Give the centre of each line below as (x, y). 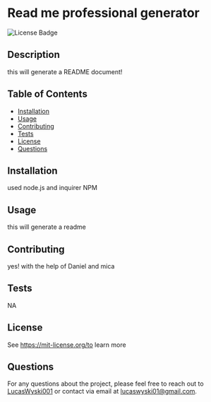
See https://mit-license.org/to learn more (67, 345)
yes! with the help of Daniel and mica (61, 266)
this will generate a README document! (65, 71)
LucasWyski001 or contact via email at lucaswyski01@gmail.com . (102, 391)
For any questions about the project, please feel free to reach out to (105, 384)
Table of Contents (48, 94)
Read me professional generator (103, 13)
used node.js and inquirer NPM (52, 188)
